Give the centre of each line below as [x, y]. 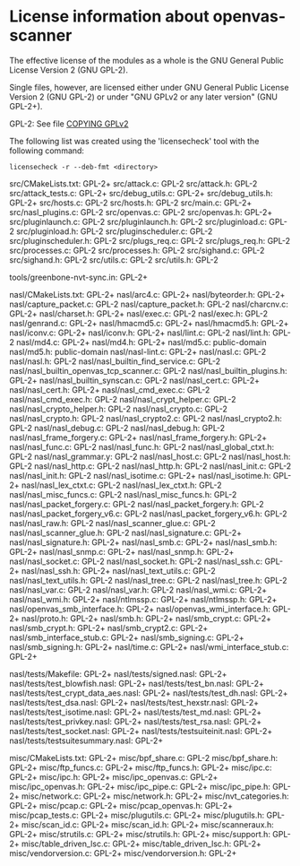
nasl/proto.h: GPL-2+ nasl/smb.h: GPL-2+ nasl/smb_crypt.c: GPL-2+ [146, 618]
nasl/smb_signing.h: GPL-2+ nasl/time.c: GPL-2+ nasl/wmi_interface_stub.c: [149, 646]
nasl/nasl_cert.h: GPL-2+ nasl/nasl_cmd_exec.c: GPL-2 [110, 390]
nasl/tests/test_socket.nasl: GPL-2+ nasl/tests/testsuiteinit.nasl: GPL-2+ [141, 731]
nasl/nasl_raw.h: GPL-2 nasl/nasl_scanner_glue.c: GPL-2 [113, 523]
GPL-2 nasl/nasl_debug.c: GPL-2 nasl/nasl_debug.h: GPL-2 [117, 428]
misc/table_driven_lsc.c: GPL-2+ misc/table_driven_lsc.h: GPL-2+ [141, 844]
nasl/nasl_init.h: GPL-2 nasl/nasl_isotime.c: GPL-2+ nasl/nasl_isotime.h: [140, 475]
